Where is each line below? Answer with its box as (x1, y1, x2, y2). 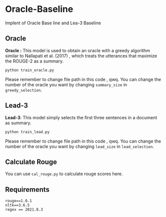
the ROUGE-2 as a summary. (5, 58, 64, 64)
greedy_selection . (5, 87, 42, 93)
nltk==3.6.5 (5, 203, 30, 208)
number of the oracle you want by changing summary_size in (5, 81, 127, 87)
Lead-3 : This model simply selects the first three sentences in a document (5, 114, 158, 120)
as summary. (5, 120, 32, 126)
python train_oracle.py (5, 68, 55, 72)
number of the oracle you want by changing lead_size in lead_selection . (5, 143, 155, 149)
